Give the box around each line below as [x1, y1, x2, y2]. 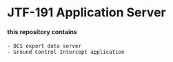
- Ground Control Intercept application [7, 49, 125, 56]
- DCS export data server [7, 43, 81, 50]
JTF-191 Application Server [7, 5, 167, 20]
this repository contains [7, 27, 78, 35]
